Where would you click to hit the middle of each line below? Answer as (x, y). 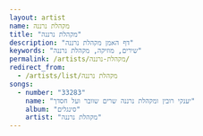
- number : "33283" (52, 92)
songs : (21, 84)
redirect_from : (38, 68)
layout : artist (38, 17)
